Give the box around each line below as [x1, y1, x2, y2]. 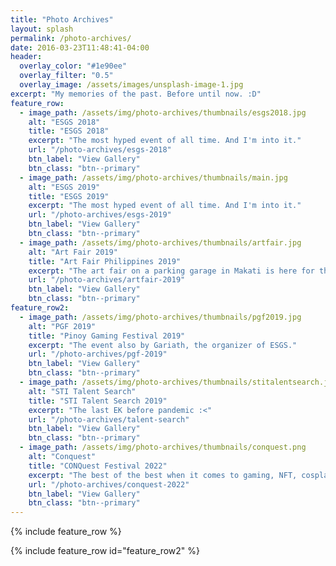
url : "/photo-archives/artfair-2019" [28, 275, 186, 285]
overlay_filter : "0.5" [19, 71, 114, 81]
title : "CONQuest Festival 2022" [28, 461, 168, 471]
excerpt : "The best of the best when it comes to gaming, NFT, [28, 470, 298, 480]
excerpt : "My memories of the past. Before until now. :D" [10, 89, 262, 99]
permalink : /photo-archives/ [10, 33, 132, 43]
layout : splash [10, 24, 74, 34]
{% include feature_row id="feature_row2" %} [10, 545, 201, 557]
